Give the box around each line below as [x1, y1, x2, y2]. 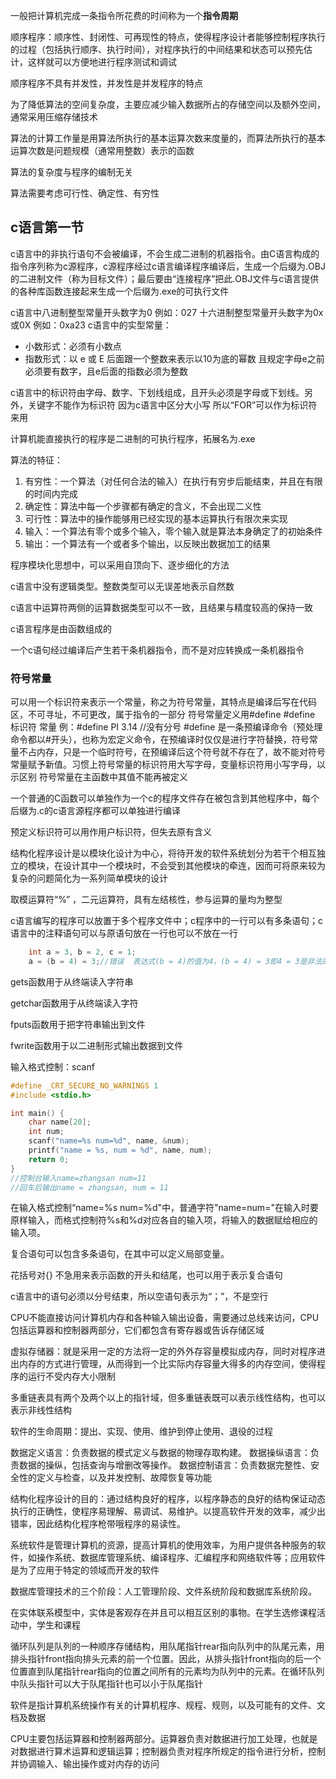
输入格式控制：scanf [10, 1060, 95, 1073]
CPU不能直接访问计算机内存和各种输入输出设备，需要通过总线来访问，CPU [10, 1312, 320, 1324]
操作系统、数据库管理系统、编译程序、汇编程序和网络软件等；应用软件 [36, 1552, 326, 1564]
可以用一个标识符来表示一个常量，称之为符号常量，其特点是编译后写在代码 [10, 696, 317, 708]
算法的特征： [10, 454, 63, 466]
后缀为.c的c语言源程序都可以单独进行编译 [10, 805, 182, 817]
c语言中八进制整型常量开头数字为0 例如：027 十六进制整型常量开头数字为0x [10, 306, 324, 318]
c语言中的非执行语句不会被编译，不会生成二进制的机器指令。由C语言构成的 [10, 247, 320, 259]
